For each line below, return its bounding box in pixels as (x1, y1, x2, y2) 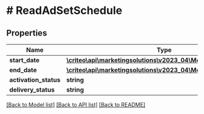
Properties (6, 28, 47, 38)
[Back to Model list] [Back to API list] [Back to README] (6, 101, 146, 108)
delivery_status (9, 85, 55, 94)
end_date (9, 66, 38, 74)
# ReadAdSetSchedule (6, 4, 123, 18)
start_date (9, 56, 40, 64)
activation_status (9, 76, 61, 84)
